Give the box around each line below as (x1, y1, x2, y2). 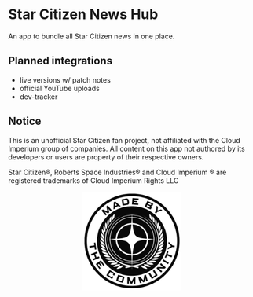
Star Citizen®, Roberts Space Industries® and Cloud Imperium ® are (8, 167, 227, 177)
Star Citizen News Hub (8, 5, 159, 24)
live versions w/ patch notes (19, 75, 112, 84)
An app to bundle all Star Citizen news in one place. (8, 31, 175, 41)
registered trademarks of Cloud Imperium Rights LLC (8, 175, 179, 185)
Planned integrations (8, 54, 112, 68)
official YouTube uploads (19, 83, 100, 93)
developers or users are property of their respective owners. (8, 152, 204, 162)
